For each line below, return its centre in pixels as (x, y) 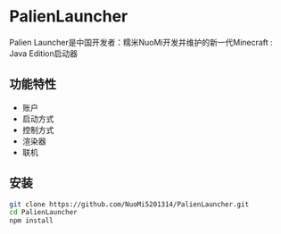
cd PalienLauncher (43, 213)
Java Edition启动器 (44, 53)
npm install (31, 221)
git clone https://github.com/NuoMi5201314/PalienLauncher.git (129, 204)
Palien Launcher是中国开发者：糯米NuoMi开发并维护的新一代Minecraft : (141, 42)
